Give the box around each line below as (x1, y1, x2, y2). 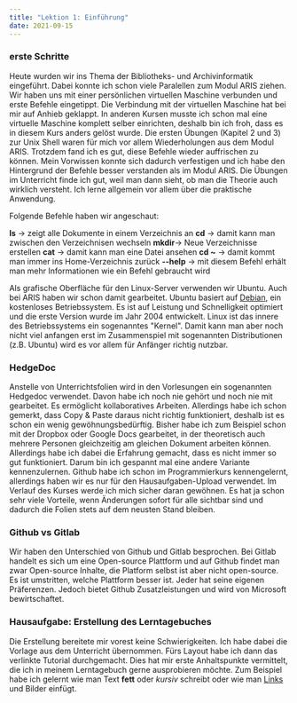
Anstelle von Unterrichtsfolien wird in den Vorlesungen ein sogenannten (9, 382, 272, 392)
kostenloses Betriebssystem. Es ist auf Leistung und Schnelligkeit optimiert (9, 301, 284, 312)
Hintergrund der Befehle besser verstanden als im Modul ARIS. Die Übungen (9, 165, 288, 176)
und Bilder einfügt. (9, 683, 77, 693)
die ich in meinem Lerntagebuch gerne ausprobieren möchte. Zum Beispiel (9, 664, 282, 675)
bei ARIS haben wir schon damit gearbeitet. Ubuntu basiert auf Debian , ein (9, 292, 282, 303)
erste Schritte (9, 51, 70, 63)
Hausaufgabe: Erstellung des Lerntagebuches (9, 616, 212, 628)
